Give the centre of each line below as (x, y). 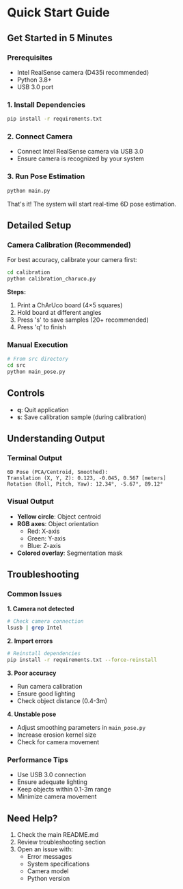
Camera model (48, 871)
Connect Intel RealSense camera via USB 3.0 (80, 152)
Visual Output (31, 501)
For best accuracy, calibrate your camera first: (72, 260)
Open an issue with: (45, 849)
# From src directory (38, 359)
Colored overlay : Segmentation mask (70, 553)
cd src (16, 366)
